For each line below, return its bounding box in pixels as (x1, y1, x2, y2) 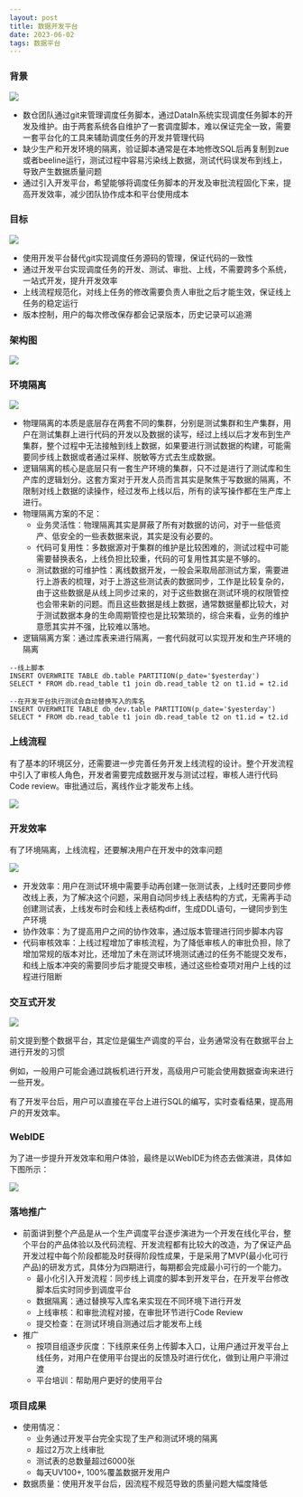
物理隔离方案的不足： (22, 508, 102, 519)
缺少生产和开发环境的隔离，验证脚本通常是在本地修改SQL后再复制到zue (22, 143, 289, 154)
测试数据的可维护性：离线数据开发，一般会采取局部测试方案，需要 (35, 564, 281, 575)
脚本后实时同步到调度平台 (35, 1284, 132, 1294)
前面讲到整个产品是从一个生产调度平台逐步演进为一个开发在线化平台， (22, 1227, 284, 1238)
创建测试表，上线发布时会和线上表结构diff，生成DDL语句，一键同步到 (22, 904, 280, 914)
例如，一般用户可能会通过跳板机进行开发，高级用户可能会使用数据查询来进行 (9, 1066, 294, 1076)
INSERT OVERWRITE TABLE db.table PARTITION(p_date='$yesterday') (9, 671, 260, 681)
